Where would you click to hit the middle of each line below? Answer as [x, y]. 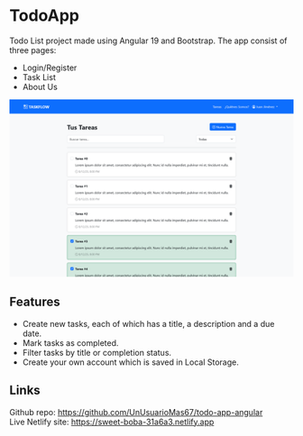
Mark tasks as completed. [70, 342]
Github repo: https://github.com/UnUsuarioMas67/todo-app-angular [136, 412]
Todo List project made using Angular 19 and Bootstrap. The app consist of [148, 41]
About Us [40, 86]
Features [35, 302]
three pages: [33, 50]
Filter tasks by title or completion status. [97, 352]
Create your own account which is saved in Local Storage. [130, 362]
